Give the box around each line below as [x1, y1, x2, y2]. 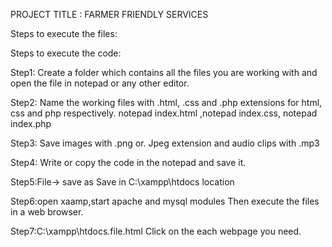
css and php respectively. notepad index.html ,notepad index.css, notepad [10, 107, 318, 119]
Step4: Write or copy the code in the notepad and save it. [10, 157, 247, 168]
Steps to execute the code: [10, 47, 122, 59]
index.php [10, 118, 52, 129]
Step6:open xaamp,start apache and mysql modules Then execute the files [10, 195, 320, 207]
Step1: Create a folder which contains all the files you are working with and [10, 67, 318, 78]
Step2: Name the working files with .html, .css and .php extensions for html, [10, 97, 323, 108]
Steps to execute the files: [10, 28, 118, 39]
